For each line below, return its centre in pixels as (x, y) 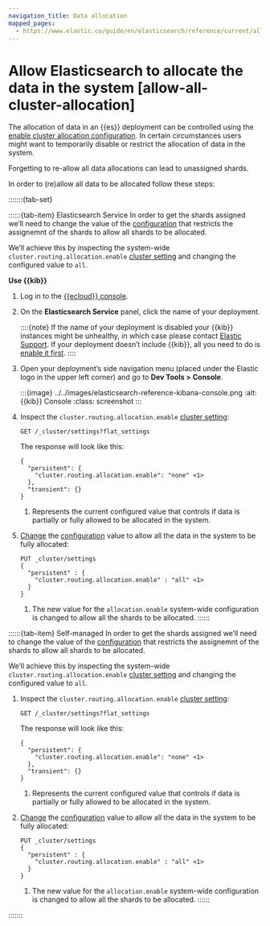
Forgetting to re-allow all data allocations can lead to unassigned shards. (129, 168)
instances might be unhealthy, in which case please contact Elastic (131, 336)
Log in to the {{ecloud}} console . (74, 296)
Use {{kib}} (28, 281)
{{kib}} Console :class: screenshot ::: (81, 401)
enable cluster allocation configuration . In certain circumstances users (125, 136)
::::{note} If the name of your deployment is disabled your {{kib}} (127, 328)
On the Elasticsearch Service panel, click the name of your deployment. (140, 312)
